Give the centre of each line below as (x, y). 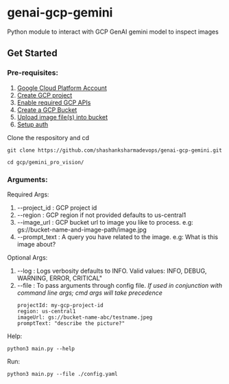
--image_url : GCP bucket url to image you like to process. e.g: (105, 222)
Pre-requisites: (33, 73)
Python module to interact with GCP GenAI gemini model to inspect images (113, 32)
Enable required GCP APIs (54, 102)
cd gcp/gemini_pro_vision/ (46, 162)
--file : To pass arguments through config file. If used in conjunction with (120, 285)
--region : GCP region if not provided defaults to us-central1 (101, 215)
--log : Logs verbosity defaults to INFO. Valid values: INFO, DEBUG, (112, 271)
